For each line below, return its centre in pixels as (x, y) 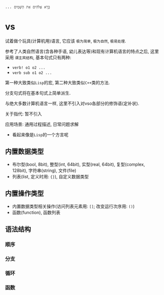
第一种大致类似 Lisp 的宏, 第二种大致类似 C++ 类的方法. (58, 82)
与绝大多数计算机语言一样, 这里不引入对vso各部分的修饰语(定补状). (72, 103)
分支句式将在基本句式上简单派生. (38, 93)
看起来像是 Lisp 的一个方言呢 (40, 134)
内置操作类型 (24, 194)
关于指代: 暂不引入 (23, 114)
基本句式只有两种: (53, 57)
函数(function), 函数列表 (36, 212)
